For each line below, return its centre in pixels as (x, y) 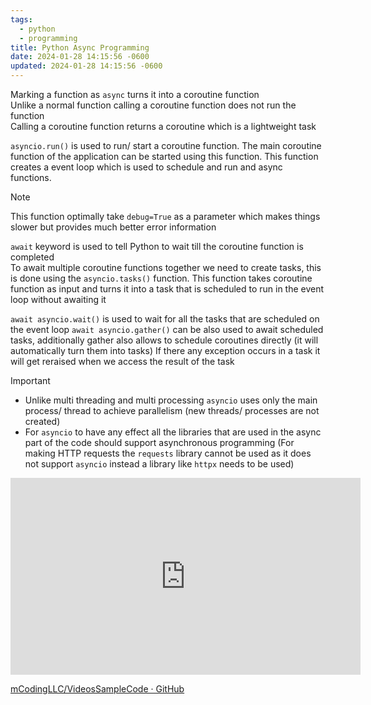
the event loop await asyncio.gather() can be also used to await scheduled (167, 329)
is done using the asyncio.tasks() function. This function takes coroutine (161, 278)
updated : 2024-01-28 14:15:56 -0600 (86, 66)
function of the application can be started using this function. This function (164, 156)
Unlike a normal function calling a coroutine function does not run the (153, 105)
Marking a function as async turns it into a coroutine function (135, 94)
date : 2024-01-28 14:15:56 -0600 (80, 57)
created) (42, 421)
